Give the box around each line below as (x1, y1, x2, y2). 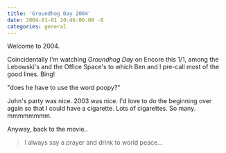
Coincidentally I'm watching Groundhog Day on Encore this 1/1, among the (7, 55, 219, 64)
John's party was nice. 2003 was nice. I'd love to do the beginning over (7, 97, 212, 105)
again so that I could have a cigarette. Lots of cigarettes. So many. (7, 105, 196, 113)
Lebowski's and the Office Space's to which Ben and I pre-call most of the (7, 63, 220, 71)
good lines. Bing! (7, 70, 55, 78)
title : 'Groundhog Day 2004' (7, 10, 92, 17)
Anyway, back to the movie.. (7, 125, 88, 134)
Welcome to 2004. (7, 42, 60, 51)
